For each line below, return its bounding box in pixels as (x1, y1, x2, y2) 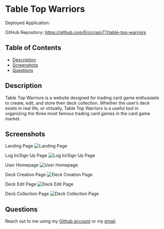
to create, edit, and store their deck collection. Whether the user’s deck (5, 100, 150, 106)
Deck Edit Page (5, 181, 37, 187)
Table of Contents (5, 43, 62, 52)
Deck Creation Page (5, 172, 46, 178)
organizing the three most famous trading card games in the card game (5, 110, 151, 116)
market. (5, 115, 21, 121)
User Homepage (5, 162, 39, 168)
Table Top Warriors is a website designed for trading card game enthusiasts (5, 95, 160, 101)
